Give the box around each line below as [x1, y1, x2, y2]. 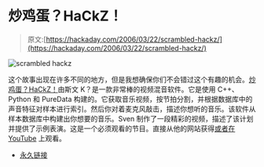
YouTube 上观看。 [8, 133, 67, 143]
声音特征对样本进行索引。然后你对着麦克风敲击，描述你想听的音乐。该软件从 [8, 103, 256, 114]
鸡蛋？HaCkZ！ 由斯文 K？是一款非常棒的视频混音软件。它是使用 [8, 84, 216, 94]
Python [8, 94, 31, 103]
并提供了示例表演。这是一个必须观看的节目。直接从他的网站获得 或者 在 [8, 123, 236, 133]
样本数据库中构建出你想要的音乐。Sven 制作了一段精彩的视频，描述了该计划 [8, 114, 254, 123]
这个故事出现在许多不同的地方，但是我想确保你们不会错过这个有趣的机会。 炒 [8, 74, 256, 84]
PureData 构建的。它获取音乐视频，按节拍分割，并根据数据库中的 [42, 94, 253, 103]
